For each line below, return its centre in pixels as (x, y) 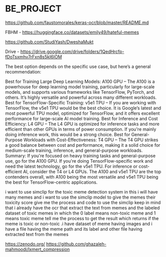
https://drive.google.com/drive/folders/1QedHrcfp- (72, 51)
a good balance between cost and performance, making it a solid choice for (83, 145)
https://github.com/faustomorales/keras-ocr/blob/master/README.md (77, 22)
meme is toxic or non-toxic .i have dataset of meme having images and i (79, 224)
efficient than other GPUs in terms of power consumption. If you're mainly (81, 129)
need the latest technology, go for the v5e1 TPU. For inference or (71, 166)
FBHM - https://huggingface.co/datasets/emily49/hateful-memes (72, 32)
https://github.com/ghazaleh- (76, 244)
